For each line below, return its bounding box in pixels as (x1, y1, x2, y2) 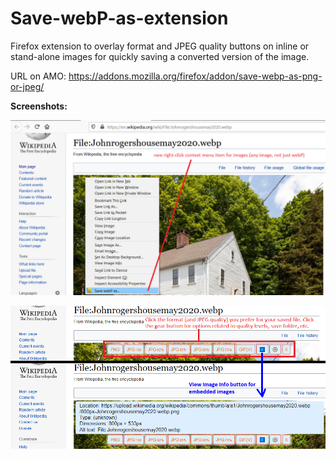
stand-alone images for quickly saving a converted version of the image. (10, 50, 310, 62)
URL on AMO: (10, 70, 67, 82)
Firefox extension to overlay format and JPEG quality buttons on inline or (10, 40, 310, 52)
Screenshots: (10, 100, 68, 112)
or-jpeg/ (10, 80, 45, 92)
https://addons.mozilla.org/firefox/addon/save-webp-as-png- (68, 70, 323, 82)
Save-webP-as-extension (10, 7, 229, 30)
